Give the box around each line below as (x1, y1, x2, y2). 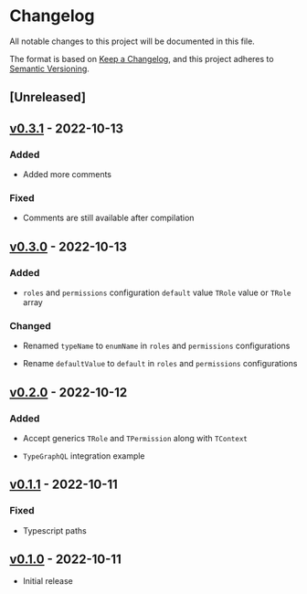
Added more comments (22, 169, 112, 180)
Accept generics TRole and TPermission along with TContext (22, 432, 249, 443)
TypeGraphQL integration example (22, 450, 145, 461)
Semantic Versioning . (9, 63, 90, 74)
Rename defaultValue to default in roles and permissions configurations (22, 358, 298, 369)
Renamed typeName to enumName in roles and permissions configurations (22, 340, 291, 352)
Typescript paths (22, 525, 87, 536)
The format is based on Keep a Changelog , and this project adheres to (9, 53, 274, 64)
